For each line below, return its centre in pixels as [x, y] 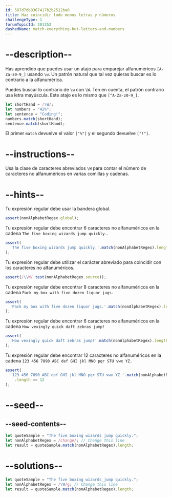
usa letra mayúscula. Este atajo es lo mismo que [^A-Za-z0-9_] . [72, 95]
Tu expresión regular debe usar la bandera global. [58, 209]
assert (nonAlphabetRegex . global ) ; [42, 218]
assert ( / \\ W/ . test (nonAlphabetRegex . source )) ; [56, 277]
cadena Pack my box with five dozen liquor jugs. [60, 292]
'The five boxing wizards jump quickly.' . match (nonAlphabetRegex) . [83, 248]
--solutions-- [34, 466]
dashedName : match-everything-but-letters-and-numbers [65, 29]
